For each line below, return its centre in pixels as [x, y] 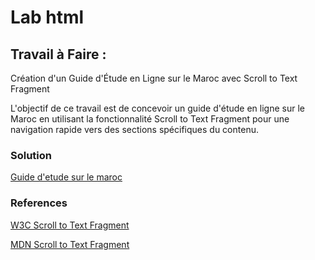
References [39, 203]
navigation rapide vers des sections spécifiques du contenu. [134, 129]
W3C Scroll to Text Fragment [70, 225]
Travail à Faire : [58, 54]
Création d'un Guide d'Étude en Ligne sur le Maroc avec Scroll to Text [154, 78]
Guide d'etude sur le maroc [66, 177]
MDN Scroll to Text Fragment [70, 244]
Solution [31, 155]
